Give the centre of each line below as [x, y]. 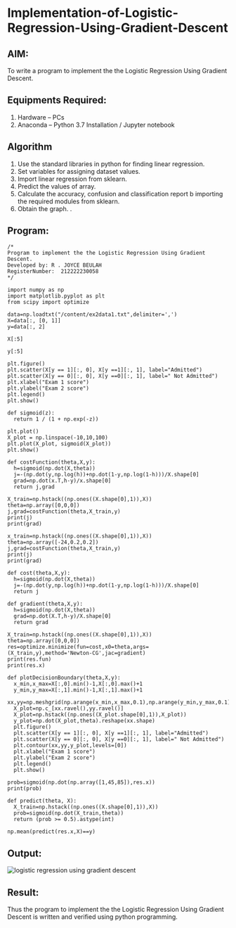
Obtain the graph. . [45, 208]
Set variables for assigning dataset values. [79, 171]
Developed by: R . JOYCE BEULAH [54, 265]
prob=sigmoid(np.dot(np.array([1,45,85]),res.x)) [81, 782]
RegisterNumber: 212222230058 [53, 272]
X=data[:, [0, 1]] [34, 321]
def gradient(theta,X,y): [45, 604]
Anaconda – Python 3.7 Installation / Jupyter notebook [96, 125]
